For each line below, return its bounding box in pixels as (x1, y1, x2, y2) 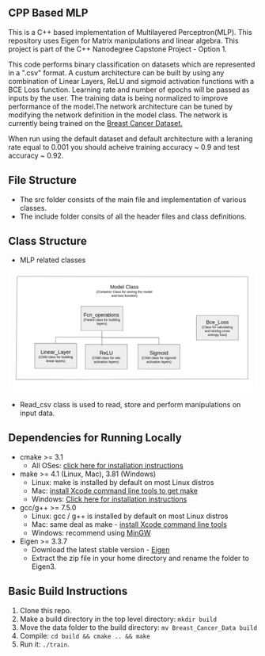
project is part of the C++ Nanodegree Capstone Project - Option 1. (8, 44, 227, 54)
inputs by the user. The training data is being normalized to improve (8, 93, 229, 102)
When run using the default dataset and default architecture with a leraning (8, 134, 253, 143)
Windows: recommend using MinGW (31, 528, 152, 537)
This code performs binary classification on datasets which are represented (8, 59, 256, 69)
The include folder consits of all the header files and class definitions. (19, 212, 247, 221)
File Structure (8, 174, 77, 187)
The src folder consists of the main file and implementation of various (19, 194, 247, 204)
